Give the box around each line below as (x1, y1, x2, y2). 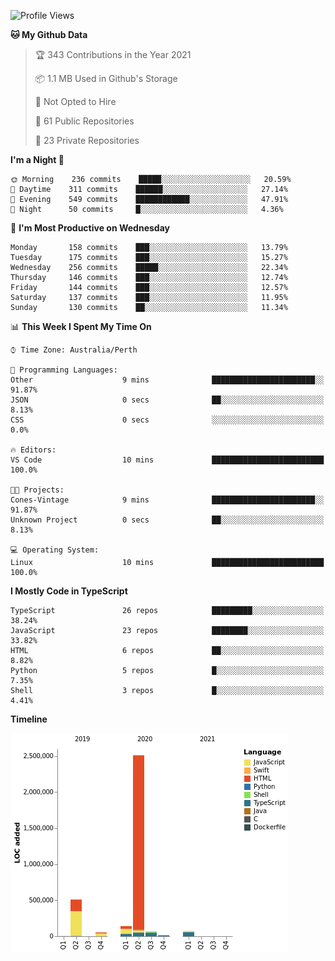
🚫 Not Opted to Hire (34, 96, 117, 107)
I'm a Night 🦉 (10, 154, 65, 165)
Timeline (10, 713, 48, 725)
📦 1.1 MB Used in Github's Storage (34, 73, 178, 84)
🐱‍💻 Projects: (10, 485, 65, 495)
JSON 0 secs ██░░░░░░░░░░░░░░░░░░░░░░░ (10, 395, 325, 405)
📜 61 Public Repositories (34, 115, 135, 127)
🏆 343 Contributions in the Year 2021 (34, 49, 192, 60)
